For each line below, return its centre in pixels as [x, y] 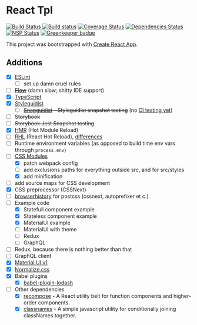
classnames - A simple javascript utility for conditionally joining [100, 309]
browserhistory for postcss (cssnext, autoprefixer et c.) [81, 196]
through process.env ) [40, 150]
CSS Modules [31, 156]
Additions [24, 63]
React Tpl [29, 10]
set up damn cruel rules [52, 84]
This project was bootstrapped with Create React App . [72, 44]
